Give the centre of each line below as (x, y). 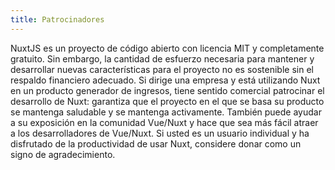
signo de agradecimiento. (63, 154)
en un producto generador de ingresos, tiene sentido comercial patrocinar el (167, 90)
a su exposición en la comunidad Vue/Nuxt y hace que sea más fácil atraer (164, 122)
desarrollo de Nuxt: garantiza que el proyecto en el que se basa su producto (167, 101)
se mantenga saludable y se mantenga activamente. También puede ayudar (166, 112)
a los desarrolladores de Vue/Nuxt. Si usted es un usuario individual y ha (160, 133)
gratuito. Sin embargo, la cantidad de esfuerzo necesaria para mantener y (162, 58)
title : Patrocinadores (57, 19)
